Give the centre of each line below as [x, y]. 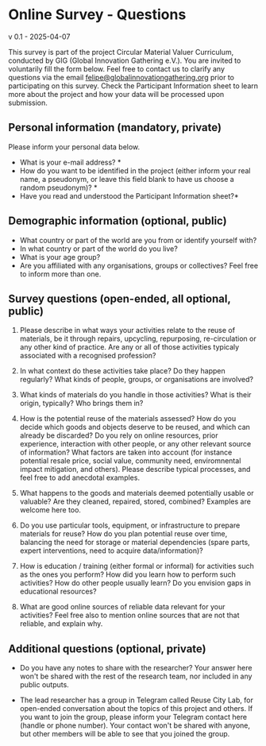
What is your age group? [60, 257]
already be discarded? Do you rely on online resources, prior [119, 435]
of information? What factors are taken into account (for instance [126, 452]
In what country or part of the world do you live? [99, 249]
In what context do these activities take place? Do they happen [122, 371]
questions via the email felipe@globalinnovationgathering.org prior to [121, 77]
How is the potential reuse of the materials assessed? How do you [128, 419]
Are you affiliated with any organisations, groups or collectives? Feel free [139, 265]
